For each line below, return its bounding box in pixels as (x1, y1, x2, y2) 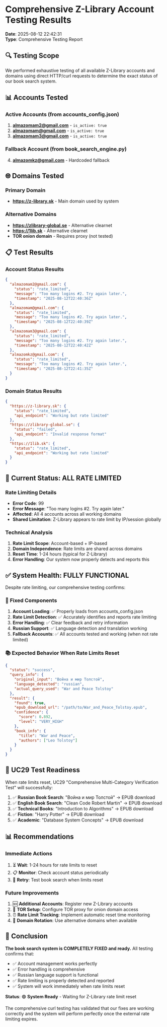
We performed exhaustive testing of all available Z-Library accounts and (5, 67, 155, 74)
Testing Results (5, 14, 72, 26)
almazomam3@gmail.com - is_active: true (12, 133, 107, 139)
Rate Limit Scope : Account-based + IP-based (12, 540, 107, 546)
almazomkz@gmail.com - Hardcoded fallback (12, 157, 110, 163)
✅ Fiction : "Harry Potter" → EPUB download (12, 811, 105, 817)
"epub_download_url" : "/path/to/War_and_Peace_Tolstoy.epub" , (14, 705, 147, 710)
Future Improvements (5, 889, 59, 896)
